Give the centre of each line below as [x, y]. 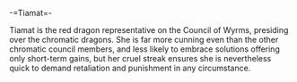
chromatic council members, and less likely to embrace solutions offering [144, 49]
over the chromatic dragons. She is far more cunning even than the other [144, 40]
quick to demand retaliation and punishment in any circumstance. [130, 68]
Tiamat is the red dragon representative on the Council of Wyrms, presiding [149, 30]
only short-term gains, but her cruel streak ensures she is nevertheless [140, 58]
